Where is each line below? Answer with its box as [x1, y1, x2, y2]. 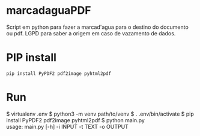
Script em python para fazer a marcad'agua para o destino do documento [6, 23, 189, 31]
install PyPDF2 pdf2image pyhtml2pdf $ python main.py [6, 116, 145, 123]
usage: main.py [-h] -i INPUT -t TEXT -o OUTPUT [6, 123, 129, 130]
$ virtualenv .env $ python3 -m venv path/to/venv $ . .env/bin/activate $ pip [6, 110, 194, 117]
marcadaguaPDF [6, 4, 91, 17]
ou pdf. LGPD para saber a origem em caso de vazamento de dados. [6, 29, 176, 37]
